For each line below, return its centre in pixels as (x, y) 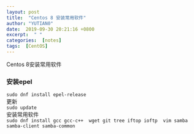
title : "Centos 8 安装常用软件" (46, 18)
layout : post (23, 12)
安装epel (19, 81)
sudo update (21, 108)
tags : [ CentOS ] (27, 47)
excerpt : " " (25, 35)
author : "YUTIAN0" (30, 23)
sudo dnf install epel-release (46, 95)
